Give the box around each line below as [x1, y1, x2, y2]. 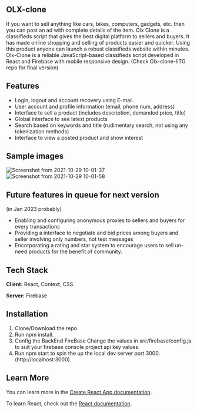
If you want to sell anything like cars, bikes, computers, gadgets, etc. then [6, 20, 185, 27]
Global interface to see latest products [14, 115, 108, 122]
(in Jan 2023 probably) [6, 206, 62, 213]
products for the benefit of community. [28, 248, 122, 255]
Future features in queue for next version [6, 190, 160, 200]
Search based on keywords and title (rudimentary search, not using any [14, 122, 188, 129]
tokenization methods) [14, 127, 69, 135]
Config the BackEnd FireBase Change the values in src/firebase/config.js [14, 337, 192, 344]
